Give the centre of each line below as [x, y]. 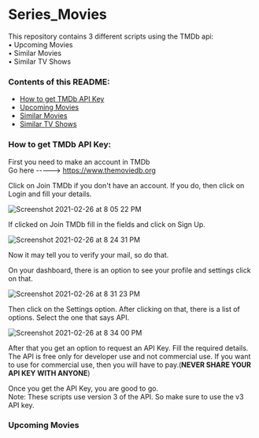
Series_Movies [58, 15]
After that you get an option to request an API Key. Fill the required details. [128, 347]
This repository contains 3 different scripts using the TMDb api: [111, 36]
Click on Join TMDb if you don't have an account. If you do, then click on [126, 185]
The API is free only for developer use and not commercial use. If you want [129, 356]
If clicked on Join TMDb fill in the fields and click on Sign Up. [107, 224]
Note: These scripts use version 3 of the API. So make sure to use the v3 [126, 396]
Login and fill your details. [50, 194]
